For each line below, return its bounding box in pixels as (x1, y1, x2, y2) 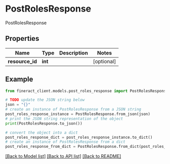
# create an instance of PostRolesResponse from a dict (5, 139, 125, 144)
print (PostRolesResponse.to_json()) (5, 121, 82, 126)
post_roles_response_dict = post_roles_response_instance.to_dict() (5, 135, 153, 140)
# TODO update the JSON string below (5, 97, 85, 102)
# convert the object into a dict (5, 130, 78, 135)
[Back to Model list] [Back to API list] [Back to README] (5, 153, 121, 159)
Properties (5, 34, 39, 43)
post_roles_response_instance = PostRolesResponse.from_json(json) (5, 112, 151, 117)
